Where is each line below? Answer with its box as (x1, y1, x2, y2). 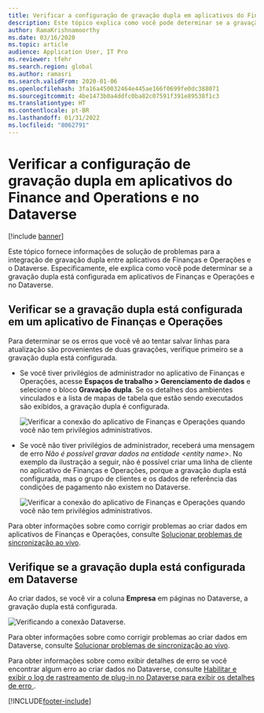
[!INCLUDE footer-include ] (8, 696, 92, 706)
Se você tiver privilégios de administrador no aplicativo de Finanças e (19, 368, 245, 378)
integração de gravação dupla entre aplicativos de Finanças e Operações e (8, 255, 251, 264)
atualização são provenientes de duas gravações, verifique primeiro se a (8, 344, 244, 354)
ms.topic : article (8, 41, 68, 49)
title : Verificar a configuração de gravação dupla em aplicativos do (8, 11, 244, 20)
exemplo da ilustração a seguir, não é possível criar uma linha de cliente (19, 457, 253, 467)
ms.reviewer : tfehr (8, 56, 72, 64)
